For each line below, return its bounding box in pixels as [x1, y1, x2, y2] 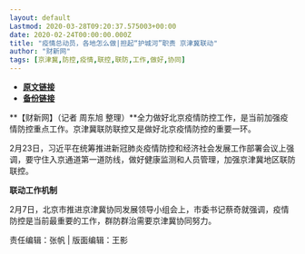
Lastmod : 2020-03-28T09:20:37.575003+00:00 [9, 22, 177, 31]
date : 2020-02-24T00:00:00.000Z [9, 30, 132, 39]
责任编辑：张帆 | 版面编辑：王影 [9, 235, 129, 245]
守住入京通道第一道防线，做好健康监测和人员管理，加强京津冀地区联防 [33, 154, 296, 164]
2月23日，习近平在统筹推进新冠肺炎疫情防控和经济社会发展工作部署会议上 [9, 142, 287, 153]
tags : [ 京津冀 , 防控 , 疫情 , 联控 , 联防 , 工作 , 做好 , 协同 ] [9, 55, 186, 64]
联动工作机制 [9, 185, 57, 195]
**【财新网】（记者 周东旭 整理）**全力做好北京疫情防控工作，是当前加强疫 [9, 112, 289, 122]
